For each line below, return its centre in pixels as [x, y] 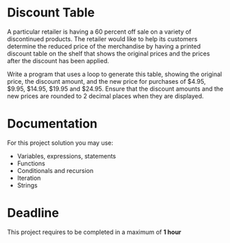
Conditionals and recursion [55, 170]
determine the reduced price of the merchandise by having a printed [104, 46]
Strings [27, 185]
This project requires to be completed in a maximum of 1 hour [94, 232]
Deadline [33, 213]
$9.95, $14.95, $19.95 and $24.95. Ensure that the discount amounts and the [115, 89]
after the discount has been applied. [58, 60]
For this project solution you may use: [60, 143]
